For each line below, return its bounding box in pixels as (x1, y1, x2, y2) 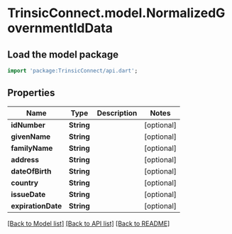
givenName (11, 132, 51, 142)
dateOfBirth (11, 166, 52, 176)
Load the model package (7, 48, 119, 60)
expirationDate (11, 201, 62, 211)
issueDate (11, 189, 46, 199)
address (11, 154, 40, 164)
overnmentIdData (7, 20, 114, 36)
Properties (7, 87, 55, 99)
